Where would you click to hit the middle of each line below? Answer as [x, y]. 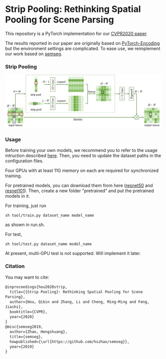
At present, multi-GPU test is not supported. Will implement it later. [73, 253]
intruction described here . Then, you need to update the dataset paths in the [83, 156]
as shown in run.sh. [25, 225]
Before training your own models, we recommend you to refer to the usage [81, 150]
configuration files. [24, 161]
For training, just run [26, 206]
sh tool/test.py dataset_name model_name [49, 244]
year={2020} [22, 317]
